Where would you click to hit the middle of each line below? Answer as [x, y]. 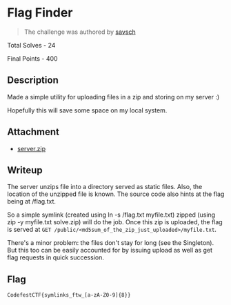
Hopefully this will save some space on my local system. [87, 110]
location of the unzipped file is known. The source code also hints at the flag [116, 194]
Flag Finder [40, 13]
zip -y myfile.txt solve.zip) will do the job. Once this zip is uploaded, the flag [115, 222]
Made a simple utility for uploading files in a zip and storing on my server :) [113, 97]
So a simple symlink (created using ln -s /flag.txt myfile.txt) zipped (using [111, 215]
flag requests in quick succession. [56, 257]
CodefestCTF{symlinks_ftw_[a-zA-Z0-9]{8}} [69, 295]
